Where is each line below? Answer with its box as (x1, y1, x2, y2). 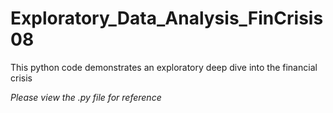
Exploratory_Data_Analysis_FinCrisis (10, 7, 324, 30)
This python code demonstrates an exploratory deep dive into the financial (10, 61, 318, 73)
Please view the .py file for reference (10, 91, 162, 103)
